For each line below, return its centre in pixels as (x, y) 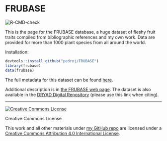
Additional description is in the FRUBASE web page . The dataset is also (78, 89)
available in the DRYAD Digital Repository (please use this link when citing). (82, 94)
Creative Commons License (34, 118)
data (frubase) (20, 70)
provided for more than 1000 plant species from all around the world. (76, 42)
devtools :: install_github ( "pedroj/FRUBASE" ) (52, 61)
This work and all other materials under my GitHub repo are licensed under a (83, 128)
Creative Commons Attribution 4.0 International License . (63, 133)
